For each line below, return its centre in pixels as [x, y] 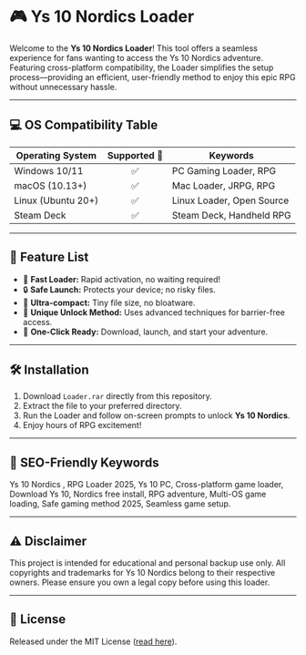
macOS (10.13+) [51, 185]
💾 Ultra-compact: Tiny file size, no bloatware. [109, 302]
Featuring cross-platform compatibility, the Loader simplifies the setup [142, 67]
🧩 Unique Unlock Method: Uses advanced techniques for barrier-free [153, 312]
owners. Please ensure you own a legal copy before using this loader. [140, 582]
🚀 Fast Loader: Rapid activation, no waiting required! [122, 279]
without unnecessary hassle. [63, 87]
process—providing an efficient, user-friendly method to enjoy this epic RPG [153, 77]
